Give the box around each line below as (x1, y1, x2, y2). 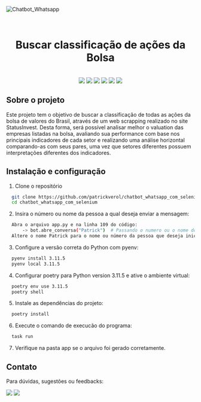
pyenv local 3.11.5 (11, 261, 60, 267)
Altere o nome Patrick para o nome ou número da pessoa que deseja (11, 233, 184, 239)
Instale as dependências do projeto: (14, 300, 103, 307)
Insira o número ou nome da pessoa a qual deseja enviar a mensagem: (14, 210, 190, 218)
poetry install (11, 311, 50, 317)
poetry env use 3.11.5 (11, 283, 68, 290)
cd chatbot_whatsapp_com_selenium (11, 199, 98, 206)
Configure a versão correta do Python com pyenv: (14, 243, 139, 251)
